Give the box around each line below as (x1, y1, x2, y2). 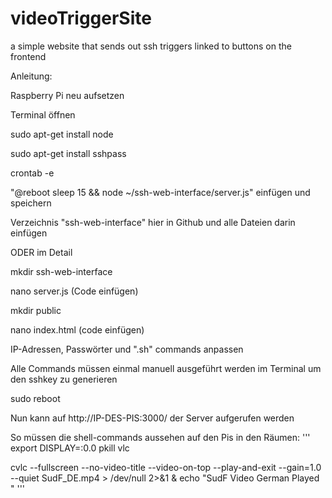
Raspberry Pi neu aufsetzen (10, 89, 125, 101)
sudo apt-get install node (10, 128, 114, 140)
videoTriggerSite (10, 7, 152, 30)
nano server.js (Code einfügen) (10, 285, 139, 297)
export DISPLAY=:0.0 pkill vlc (10, 442, 130, 454)
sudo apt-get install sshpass (10, 147, 127, 159)
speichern (10, 197, 52, 209)
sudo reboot (10, 392, 61, 404)
